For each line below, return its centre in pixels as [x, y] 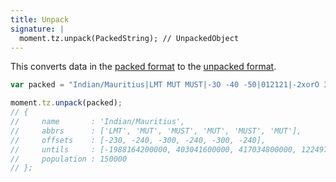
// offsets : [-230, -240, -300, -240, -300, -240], [138, 140]
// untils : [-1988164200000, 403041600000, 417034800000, [154, 149]
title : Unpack [40, 19]
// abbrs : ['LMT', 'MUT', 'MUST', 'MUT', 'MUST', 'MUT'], [156, 131]
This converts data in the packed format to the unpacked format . [143, 67]
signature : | [37, 29]
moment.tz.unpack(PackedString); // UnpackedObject [129, 38]
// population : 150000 [69, 159]
